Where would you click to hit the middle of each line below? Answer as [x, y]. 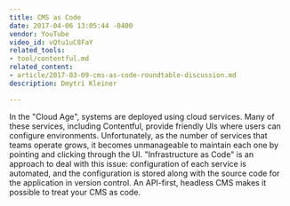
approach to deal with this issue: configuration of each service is [128, 163]
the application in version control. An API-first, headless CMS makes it [138, 182]
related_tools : [37, 51]
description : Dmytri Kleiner [63, 83]
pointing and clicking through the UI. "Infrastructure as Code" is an [132, 154]
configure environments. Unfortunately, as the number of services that [139, 135]
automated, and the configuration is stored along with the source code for [145, 173]
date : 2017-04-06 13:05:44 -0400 [71, 26]
